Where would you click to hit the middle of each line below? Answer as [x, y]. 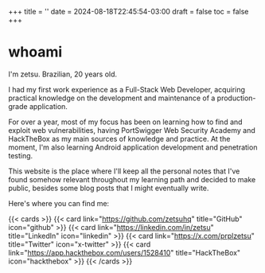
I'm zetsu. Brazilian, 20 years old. [63, 74]
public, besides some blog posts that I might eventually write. [109, 188]
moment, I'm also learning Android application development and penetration [133, 147]
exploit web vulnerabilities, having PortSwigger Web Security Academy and [132, 130]
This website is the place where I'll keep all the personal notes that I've [124, 171]
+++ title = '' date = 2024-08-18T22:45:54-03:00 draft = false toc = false [129, 12]
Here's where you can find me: [59, 203]
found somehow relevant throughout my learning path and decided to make [132, 179]
